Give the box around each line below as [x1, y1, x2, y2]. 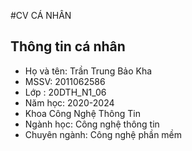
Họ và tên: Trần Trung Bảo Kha [24, 65, 153, 77]
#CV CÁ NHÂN [10, 10, 72, 21]
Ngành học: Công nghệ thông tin [24, 118, 160, 130]
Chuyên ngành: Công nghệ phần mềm [24, 128, 183, 140]
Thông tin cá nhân [10, 38, 126, 55]
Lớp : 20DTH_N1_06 [24, 86, 107, 98]
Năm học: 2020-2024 [24, 96, 115, 109]
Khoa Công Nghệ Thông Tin [24, 107, 141, 119]
